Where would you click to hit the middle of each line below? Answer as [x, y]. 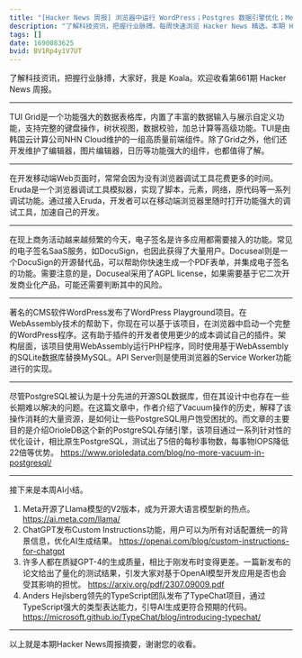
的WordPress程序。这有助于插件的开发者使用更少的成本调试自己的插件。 [144, 335]
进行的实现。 [33, 369]
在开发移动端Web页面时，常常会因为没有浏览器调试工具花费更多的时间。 [144, 178]
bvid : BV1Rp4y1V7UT [46, 51]
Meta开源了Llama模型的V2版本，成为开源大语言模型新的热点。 [138, 509]
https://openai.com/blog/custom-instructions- [204, 541]
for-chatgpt [44, 552]
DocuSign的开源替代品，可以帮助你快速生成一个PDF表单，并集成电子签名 [153, 262]
